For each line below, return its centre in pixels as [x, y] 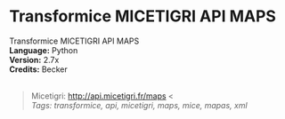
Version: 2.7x [34, 59]
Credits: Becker [39, 69]
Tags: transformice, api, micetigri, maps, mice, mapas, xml [139, 105]
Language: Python [44, 50]
